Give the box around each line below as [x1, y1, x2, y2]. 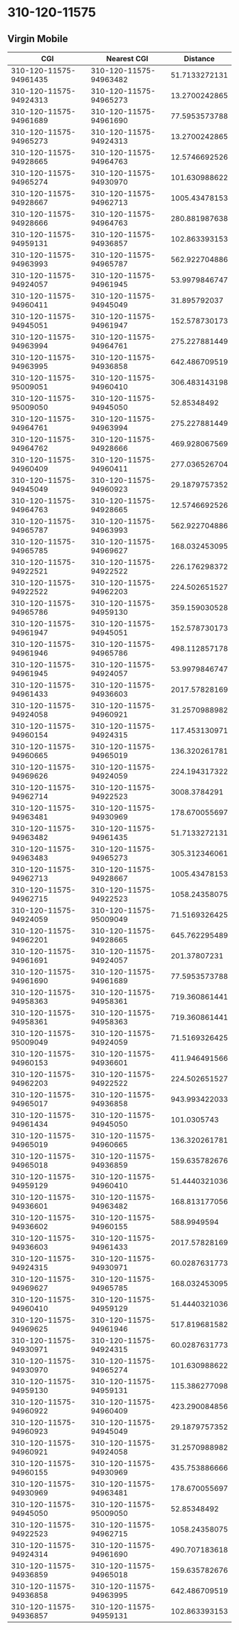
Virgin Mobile [7, 33, 68, 45]
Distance [184, 54, 216, 63]
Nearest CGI [106, 54, 149, 63]
